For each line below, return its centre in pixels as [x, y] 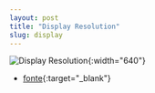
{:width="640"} [117, 61]
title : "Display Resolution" [65, 26]
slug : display [36, 35]
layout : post [34, 18]
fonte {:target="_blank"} [67, 78]
